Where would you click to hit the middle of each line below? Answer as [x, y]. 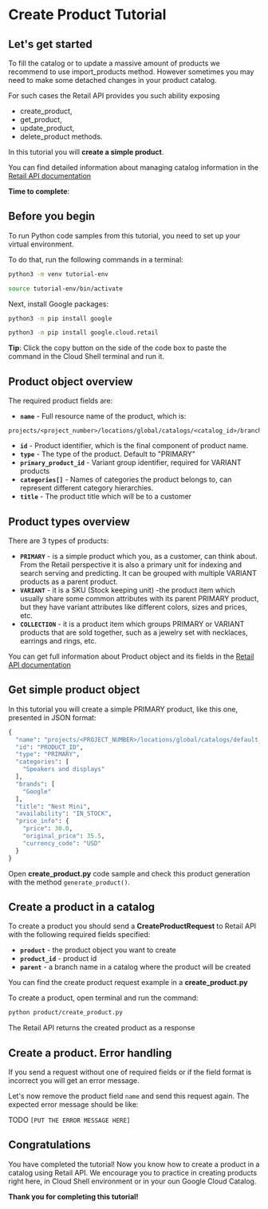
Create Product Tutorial [87, 15]
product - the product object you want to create [98, 950]
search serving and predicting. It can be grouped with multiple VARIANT [138, 573]
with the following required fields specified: [79, 935]
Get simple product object [74, 690]
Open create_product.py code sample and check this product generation [129, 873]
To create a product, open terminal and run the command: [103, 998]
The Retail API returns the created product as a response [102, 1028]
